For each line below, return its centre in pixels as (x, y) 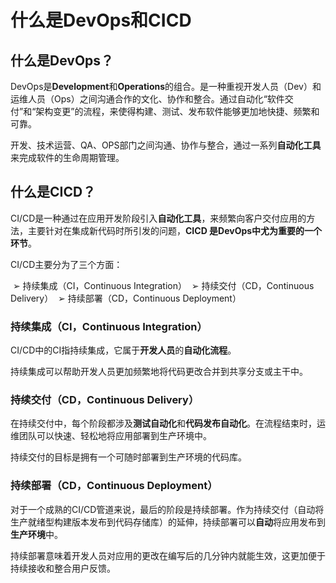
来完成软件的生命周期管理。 (67, 157)
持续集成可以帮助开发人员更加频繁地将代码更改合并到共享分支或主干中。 (159, 372)
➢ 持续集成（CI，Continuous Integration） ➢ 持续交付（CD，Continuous (163, 285)
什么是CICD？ (53, 192)
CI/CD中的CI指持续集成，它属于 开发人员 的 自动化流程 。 (123, 350)
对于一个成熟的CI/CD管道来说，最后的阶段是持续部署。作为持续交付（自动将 (167, 509)
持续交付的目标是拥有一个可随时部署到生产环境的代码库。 (128, 457)
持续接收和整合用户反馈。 (63, 568)
